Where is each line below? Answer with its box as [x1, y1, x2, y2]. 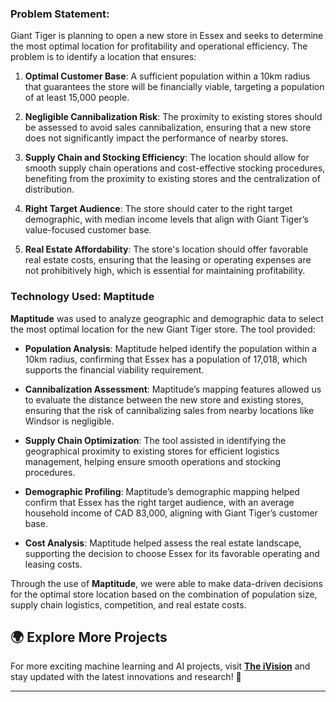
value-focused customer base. [24, 224, 152, 236]
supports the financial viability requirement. [24, 363, 205, 376]
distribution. [24, 183, 75, 196]
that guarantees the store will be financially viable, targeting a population [24, 81, 325, 93]
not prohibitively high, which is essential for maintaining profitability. [24, 265, 306, 277]
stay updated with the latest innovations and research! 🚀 [10, 671, 242, 683]
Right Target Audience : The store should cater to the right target [24, 203, 293, 215]
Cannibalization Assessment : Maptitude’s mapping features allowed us [24, 383, 322, 395]
